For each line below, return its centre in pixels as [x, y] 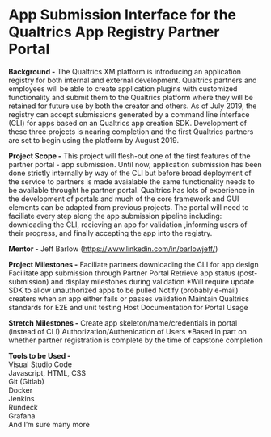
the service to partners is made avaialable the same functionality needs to [131, 181]
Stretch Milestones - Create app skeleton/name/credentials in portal [123, 323]
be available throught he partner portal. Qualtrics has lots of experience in [131, 190]
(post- [248, 273]
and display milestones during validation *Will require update [152, 281]
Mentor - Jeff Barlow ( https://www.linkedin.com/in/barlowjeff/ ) [113, 249]
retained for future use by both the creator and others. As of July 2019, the [133, 106]
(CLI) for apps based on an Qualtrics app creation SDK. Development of [128, 123]
